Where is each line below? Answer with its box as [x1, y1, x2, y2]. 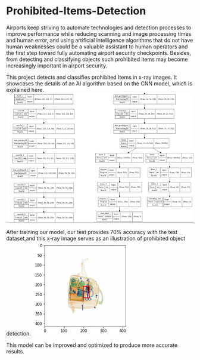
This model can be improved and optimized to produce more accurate [6, 341, 178, 349]
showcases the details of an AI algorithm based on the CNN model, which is [6, 79, 192, 87]
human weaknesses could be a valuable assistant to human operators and [6, 43, 188, 50]
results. [6, 348, 25, 355]
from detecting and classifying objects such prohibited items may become [6, 56, 189, 63]
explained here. [6, 86, 45, 93]
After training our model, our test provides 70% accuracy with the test [6, 229, 178, 236]
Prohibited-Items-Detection [6, 4, 146, 18]
